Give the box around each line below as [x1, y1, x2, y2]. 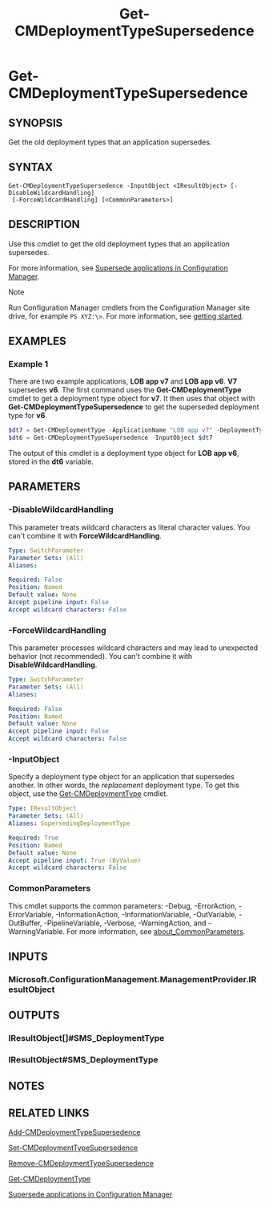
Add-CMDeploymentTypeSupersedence [8, 1128, 141, 1137]
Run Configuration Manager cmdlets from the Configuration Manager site [8, 303, 251, 312]
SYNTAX [8, 161, 54, 174]
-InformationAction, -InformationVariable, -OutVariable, [55, 909, 238, 919]
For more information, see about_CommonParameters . [66, 926, 246, 936]
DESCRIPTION [8, 217, 80, 231]
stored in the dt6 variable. [8, 457, 94, 466]
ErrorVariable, [8, 909, 54, 919]
